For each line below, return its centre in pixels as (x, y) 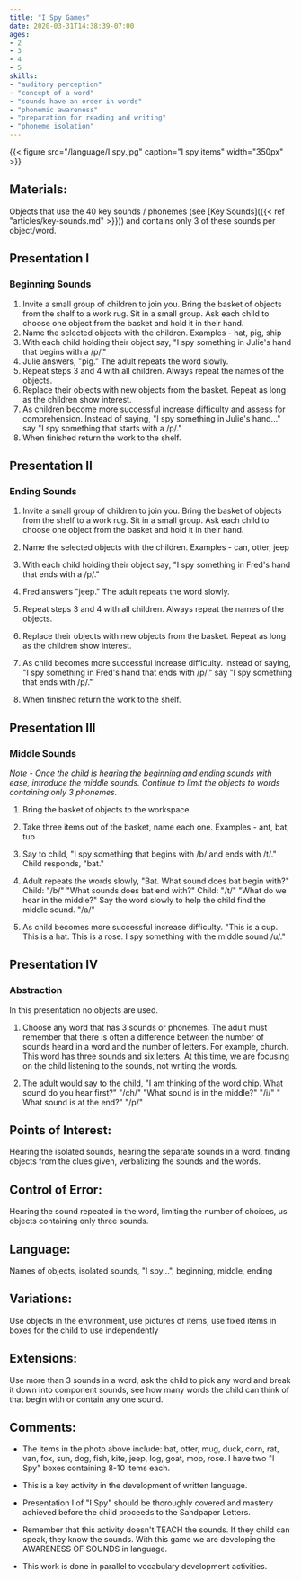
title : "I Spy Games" (50, 18)
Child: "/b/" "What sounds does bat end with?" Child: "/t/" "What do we (155, 890)
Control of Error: (56, 1189)
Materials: (38, 190)
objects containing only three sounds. (79, 1221)
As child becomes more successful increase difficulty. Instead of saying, (157, 663)
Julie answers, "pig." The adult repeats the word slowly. (125, 361)
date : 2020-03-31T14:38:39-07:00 (72, 26)
